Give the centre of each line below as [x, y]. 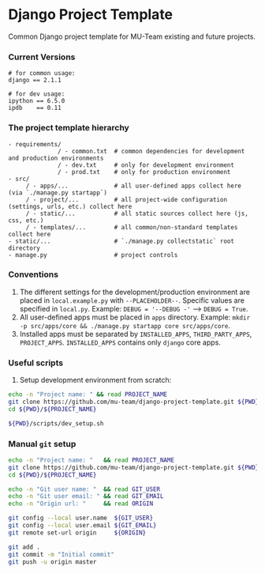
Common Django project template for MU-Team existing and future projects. [132, 36]
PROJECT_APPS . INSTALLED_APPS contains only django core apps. [120, 342]
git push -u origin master [52, 562]
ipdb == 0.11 [35, 108]
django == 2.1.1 [35, 81]
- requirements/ [35, 144]
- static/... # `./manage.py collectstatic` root [121, 241]
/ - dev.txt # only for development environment [146, 165]
